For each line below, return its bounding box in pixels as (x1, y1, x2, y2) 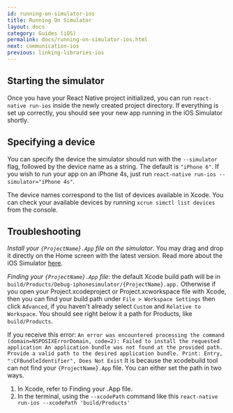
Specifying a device (7, 136, 96, 148)
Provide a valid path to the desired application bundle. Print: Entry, (7, 350, 223, 357)
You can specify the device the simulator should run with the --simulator (7, 154, 218, 163)
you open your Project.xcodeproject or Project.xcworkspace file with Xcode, (7, 287, 227, 296)
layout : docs (7, 23, 45, 30)
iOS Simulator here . (7, 259, 63, 268)
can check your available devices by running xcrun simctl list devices (7, 198, 216, 206)
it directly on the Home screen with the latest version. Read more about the (7, 252, 223, 260)
